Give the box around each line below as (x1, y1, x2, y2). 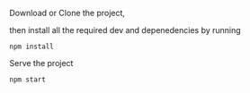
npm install (9, 42, 54, 51)
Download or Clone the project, (9, 8, 126, 18)
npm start (9, 75, 47, 84)
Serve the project (9, 58, 74, 68)
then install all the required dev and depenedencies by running (9, 25, 241, 35)
